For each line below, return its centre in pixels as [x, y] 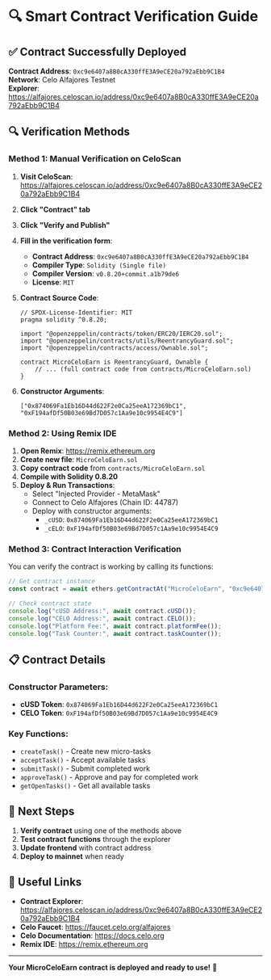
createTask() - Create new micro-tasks [85, 751]
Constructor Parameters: [58, 687]
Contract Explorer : [52, 902]
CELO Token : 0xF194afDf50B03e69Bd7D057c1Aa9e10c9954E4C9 [119, 713]
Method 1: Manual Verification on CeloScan [95, 159]
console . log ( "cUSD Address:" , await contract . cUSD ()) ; [102, 611]
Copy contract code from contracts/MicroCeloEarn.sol [113, 468]
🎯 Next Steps [42, 811]
